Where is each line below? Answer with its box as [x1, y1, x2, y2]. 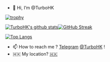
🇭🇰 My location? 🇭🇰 [12, 51, 58, 57]
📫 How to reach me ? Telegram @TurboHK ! [12, 44, 105, 49]
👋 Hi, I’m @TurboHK [12, 5, 54, 10]
